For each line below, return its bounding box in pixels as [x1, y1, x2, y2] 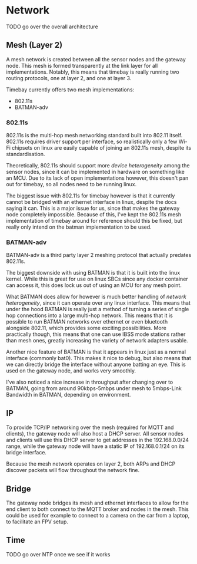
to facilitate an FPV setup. [6, 518, 69, 525]
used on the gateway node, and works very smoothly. [6, 367, 136, 374]
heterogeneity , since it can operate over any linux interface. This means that [6, 299, 191, 306]
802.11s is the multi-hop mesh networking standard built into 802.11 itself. [6, 132, 183, 139]
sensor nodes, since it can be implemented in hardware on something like [6, 169, 185, 176]
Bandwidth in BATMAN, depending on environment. [6, 391, 131, 398]
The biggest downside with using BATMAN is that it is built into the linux [6, 269, 181, 276]
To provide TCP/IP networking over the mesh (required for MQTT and [6, 424, 174, 431]
